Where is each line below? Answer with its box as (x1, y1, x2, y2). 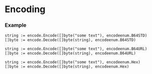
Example (5, 22, 27, 29)
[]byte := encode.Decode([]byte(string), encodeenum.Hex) (5, 64, 129, 69)
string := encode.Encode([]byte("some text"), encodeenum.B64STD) (5, 33, 147, 39)
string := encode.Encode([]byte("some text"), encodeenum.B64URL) (5, 47, 147, 52)
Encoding (5, 4, 46, 15)
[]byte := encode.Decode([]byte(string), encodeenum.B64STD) (5, 38, 136, 43)
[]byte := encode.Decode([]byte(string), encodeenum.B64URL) (5, 51, 136, 56)
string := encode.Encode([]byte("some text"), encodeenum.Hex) (5, 60, 141, 65)
